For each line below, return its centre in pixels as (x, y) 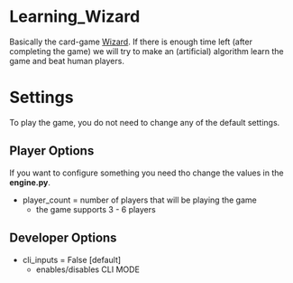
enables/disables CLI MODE (87, 269)
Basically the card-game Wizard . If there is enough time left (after (131, 42)
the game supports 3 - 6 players (96, 209)
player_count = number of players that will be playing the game (139, 200)
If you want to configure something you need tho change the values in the (146, 173)
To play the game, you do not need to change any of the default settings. (145, 122)
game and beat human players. (67, 61)
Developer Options (63, 238)
